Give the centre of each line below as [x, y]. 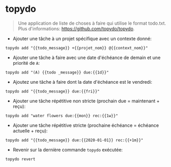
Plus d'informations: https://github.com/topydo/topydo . [76, 28]
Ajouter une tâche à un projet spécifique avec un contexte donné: [82, 39]
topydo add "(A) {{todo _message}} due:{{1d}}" [57, 72]
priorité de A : [26, 63]
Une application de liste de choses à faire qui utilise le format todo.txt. [92, 23]
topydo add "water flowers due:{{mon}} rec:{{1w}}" [62, 116]
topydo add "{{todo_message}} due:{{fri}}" [53, 91]
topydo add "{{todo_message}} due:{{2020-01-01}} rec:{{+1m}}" [74, 140]
